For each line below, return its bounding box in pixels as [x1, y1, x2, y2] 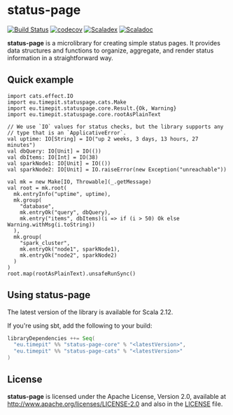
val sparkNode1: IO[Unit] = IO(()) [7, 160, 111, 167]
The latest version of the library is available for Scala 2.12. [7, 307, 174, 316]
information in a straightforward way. [7, 53, 113, 62]
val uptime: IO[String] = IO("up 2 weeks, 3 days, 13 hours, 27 [7, 135, 199, 142]
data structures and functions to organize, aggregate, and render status [7, 46, 214, 55]
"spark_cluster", [20, 239, 71, 246]
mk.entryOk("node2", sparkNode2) [20, 251, 118, 259]
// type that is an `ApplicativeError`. [7, 129, 127, 136]
